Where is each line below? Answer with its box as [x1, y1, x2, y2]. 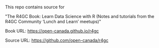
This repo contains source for [5, 4, 65, 10]
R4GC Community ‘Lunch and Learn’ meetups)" [5, 19, 101, 24]
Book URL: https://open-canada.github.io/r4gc [5, 28, 99, 33]
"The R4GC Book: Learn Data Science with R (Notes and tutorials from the [5, 14, 155, 19]
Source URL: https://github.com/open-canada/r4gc [5, 37, 109, 43]
